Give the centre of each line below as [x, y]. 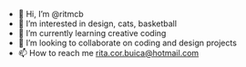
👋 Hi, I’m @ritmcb [51, 14]
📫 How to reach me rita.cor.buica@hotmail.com [108, 53]
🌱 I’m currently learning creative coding [92, 33]
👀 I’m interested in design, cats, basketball [97, 24]
